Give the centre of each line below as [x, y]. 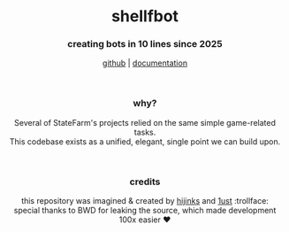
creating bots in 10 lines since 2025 [145, 44]
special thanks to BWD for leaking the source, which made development [145, 211]
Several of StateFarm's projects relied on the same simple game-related [145, 122]
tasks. [145, 132]
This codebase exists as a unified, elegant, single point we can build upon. [145, 141]
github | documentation [145, 63]
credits [145, 182]
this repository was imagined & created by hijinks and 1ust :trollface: [145, 201]
